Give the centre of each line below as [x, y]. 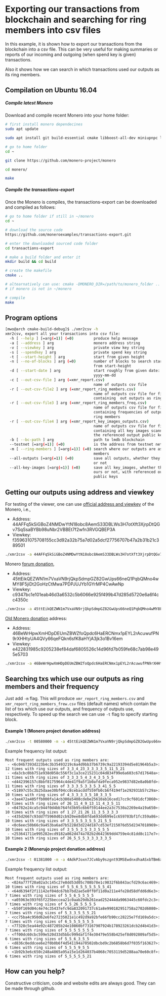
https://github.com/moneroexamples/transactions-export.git [68, 234]
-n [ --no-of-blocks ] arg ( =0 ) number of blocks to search [81, 361]
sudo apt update [22, 129]
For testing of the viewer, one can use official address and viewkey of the [80, 504]
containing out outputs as [123, 398]
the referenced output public [124, 435]
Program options [31, 318]
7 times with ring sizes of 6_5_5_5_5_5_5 [49, 921]
